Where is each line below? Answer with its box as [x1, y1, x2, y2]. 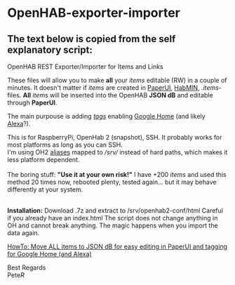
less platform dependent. [7, 156, 80, 164]
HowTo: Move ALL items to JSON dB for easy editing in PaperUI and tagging [7, 242, 228, 251]
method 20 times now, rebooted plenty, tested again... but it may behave [7, 178, 217, 186]
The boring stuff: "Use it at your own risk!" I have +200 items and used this [7, 171, 227, 178]
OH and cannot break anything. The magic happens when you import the [7, 221, 219, 230]
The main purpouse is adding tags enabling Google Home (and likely [7, 112, 206, 120]
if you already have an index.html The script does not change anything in [7, 214, 218, 222]
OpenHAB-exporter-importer [7, 5, 181, 21]
